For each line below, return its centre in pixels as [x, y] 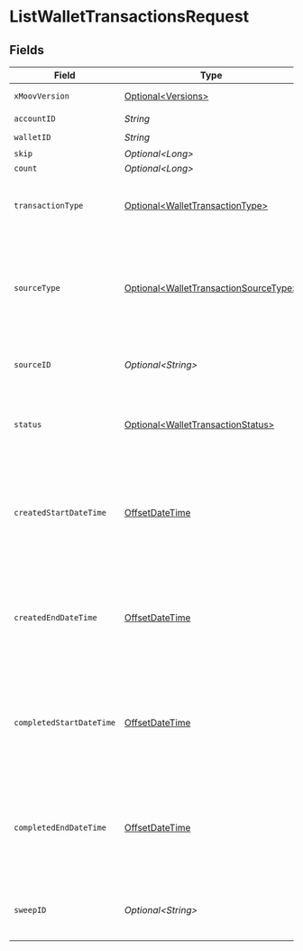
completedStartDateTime [65, 723]
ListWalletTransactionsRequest [129, 17]
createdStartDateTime [60, 513]
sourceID [32, 364]
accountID [35, 118]
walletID [32, 137]
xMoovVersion [42, 96]
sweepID [30, 910]
